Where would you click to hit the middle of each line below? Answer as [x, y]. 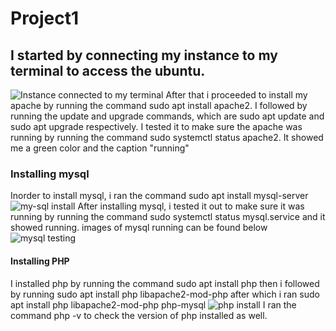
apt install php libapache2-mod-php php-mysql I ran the [153, 304]
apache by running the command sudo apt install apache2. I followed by [159, 105]
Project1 [45, 18]
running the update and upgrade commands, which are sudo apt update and [167, 116]
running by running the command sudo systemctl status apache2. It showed [167, 137]
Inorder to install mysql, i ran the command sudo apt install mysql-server [159, 196]
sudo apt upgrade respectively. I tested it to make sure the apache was [156, 126]
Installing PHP [40, 261]
